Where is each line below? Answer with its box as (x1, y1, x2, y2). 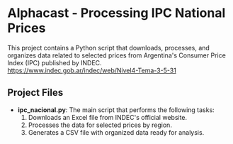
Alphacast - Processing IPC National (7, 5, 226, 21)
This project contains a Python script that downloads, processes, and (7, 43, 210, 52)
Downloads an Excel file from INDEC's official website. (28, 113, 188, 121)
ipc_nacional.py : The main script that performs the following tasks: (17, 105, 215, 114)
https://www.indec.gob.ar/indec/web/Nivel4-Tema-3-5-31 (7, 66, 177, 74)
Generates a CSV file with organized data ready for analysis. (28, 128, 205, 136)
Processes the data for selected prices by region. (28, 121, 172, 129)
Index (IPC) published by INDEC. (7, 58, 102, 67)
